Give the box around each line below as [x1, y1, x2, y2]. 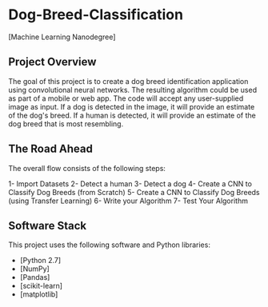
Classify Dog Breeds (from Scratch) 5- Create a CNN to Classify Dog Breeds [8, 187, 260, 197]
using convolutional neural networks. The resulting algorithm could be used [8, 85, 258, 94]
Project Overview [8, 55, 97, 69]
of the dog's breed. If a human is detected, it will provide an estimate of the [8, 110, 256, 120]
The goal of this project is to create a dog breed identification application [8, 76, 249, 86]
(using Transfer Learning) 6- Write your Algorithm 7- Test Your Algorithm [8, 196, 248, 205]
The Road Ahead [8, 142, 94, 156]
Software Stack [8, 218, 87, 233]
